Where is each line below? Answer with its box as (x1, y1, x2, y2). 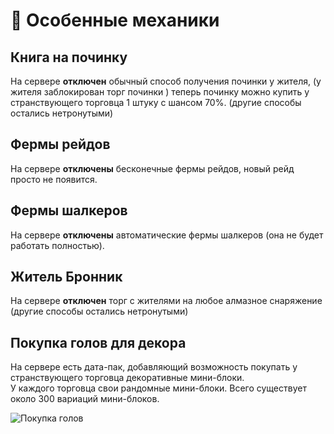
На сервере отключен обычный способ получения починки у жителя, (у (10, 75, 322, 87)
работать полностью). (10, 239, 105, 251)
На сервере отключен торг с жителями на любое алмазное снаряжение (10, 295, 323, 307)
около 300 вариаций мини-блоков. (10, 393, 160, 405)
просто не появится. (10, 173, 98, 185)
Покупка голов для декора (10, 334, 187, 351)
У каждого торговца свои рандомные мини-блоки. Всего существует (10, 382, 307, 394)
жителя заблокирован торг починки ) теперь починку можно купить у (10, 86, 310, 98)
